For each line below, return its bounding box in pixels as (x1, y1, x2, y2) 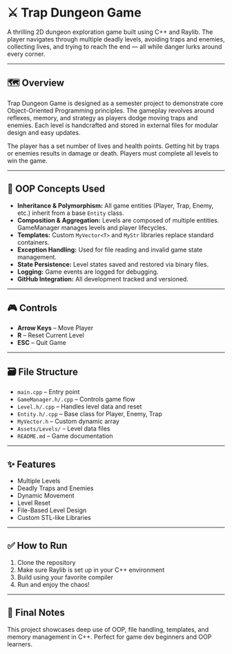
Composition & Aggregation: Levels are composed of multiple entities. (17, 216, 220, 224)
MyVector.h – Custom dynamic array (17, 417, 119, 426)
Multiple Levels (17, 477, 61, 485)
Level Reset (17, 499, 50, 507)
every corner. (7, 50, 46, 58)
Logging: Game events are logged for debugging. (17, 268, 159, 276)
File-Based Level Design (17, 506, 87, 514)
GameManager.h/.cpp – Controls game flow (17, 395, 136, 404)
